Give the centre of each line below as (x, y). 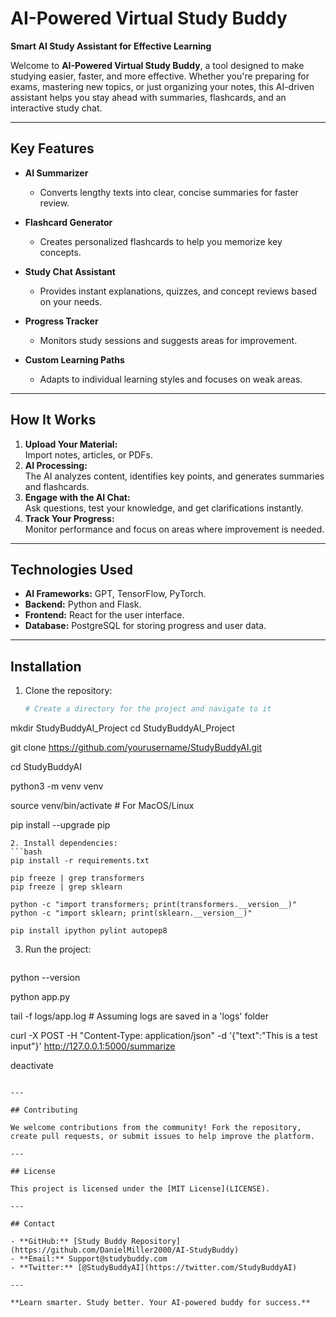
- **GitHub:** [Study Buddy (69, 1242)
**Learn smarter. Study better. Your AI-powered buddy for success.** (160, 1303)
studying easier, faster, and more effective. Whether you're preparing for (160, 76)
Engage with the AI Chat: (77, 497)
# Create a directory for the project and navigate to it (148, 709)
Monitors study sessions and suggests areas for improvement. (168, 340)
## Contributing (44, 1110)
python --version (45, 978)
